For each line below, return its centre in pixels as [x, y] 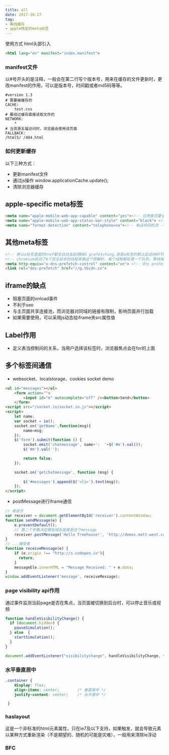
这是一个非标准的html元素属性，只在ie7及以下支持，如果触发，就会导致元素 [83, 728]
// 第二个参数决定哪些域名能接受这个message [56, 530]
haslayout [18, 717]
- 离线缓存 [15, 24]
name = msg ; [33, 431]
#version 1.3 [19, 95]
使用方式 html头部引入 [28, 44]
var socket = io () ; [35, 421]
